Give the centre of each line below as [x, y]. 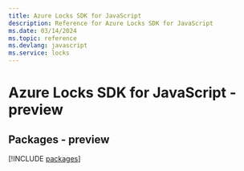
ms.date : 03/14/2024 [43, 31]
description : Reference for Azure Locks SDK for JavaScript [111, 23]
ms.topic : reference [43, 38]
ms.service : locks [39, 53]
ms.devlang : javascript [48, 46]
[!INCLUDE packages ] [45, 159]
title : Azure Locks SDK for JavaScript [75, 16]
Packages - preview [59, 139]
